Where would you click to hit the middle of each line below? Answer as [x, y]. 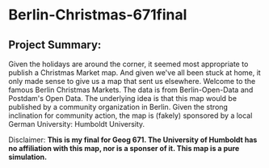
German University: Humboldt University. [77, 124]
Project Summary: [55, 45]
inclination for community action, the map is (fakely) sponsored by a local [130, 115]
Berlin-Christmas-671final [98, 15]
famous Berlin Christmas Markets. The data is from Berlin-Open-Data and [131, 90]
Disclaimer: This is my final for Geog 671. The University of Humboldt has [133, 140]
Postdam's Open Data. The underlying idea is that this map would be [122, 98]
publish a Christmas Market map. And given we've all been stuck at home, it [134, 73]
